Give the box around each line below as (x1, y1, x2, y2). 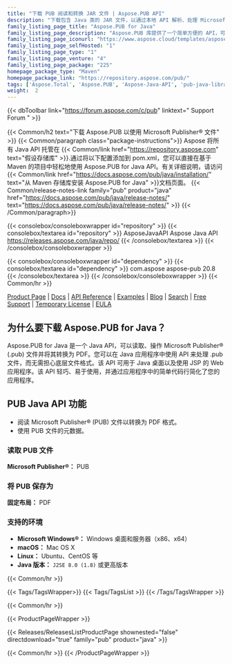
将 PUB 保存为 (7, 481, 54, 491)
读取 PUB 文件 (7, 445, 54, 455)
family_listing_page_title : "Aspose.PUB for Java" (7, 23, 156, 30)
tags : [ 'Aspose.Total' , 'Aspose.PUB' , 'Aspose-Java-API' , (7, 81, 177, 88)
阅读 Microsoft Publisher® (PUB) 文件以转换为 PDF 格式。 (17, 418, 181, 426)
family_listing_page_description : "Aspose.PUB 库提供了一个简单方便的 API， (7, 29, 221, 37)
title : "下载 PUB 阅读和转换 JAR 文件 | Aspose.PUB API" (7, 10, 165, 17)
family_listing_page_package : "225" (7, 62, 113, 68)
